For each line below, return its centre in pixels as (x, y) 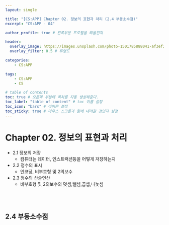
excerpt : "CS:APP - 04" (30, 24)
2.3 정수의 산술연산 (31, 178)
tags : (11, 74)
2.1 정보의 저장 (27, 153)
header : (13, 42)
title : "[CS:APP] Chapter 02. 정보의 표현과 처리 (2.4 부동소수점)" (72, 19)
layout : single (21, 10)
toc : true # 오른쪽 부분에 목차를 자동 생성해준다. (52, 97)
